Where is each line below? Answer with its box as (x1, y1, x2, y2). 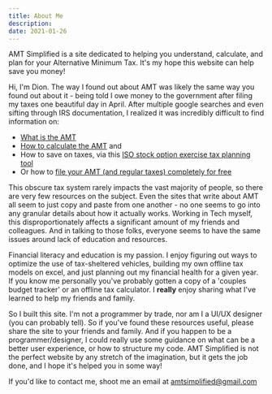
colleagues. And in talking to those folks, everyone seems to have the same (8, 226, 261, 236)
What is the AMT (19, 132, 77, 142)
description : (8, 19, 53, 28)
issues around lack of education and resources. (8, 235, 168, 245)
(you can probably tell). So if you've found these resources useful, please (8, 318, 254, 327)
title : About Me (8, 11, 63, 20)
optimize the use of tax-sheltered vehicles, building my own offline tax (8, 259, 244, 269)
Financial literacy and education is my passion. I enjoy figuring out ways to (8, 250, 257, 260)
